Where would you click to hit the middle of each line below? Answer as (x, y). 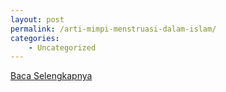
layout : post (37, 19)
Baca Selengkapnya (51, 76)
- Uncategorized (62, 47)
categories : (35, 38)
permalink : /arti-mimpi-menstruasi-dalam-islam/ (113, 29)
